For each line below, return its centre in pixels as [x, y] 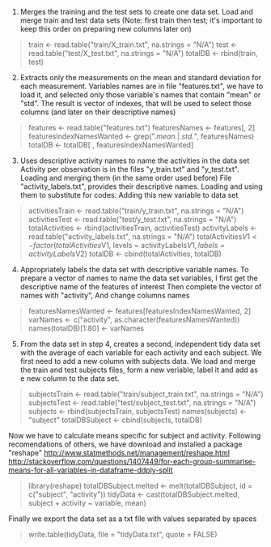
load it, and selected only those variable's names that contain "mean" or [140, 95]
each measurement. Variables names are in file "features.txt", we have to [142, 86]
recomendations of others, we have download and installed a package [125, 444]
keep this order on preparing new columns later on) [106, 29]
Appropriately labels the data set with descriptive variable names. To [134, 269]
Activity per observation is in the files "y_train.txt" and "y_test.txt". [130, 169]
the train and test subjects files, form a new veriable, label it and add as [139, 370]
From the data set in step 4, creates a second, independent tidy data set [140, 344]
